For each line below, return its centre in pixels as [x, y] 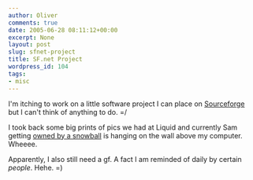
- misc [19, 81]
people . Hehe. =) [35, 167]
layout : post [30, 45]
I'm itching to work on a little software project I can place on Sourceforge [126, 104]
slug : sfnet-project [42, 52]
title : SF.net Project [45, 60]
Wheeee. [23, 144]
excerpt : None [32, 37]
